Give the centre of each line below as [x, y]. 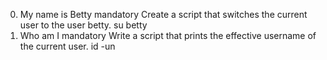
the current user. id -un [67, 46]
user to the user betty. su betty [83, 25]
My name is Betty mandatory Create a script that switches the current [163, 14]
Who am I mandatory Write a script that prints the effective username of [168, 35]
